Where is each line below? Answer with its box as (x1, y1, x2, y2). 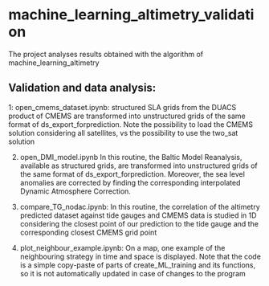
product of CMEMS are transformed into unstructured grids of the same (8, 111, 247, 121)
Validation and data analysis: (8, 81, 157, 95)
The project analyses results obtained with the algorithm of (8, 49, 204, 59)
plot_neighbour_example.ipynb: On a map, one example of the (19, 243, 226, 252)
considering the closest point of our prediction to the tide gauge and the (19, 219, 259, 228)
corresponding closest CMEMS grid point (19, 227, 157, 237)
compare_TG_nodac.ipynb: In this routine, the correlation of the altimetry (19, 202, 260, 211)
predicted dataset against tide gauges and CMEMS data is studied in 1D (19, 210, 257, 220)
